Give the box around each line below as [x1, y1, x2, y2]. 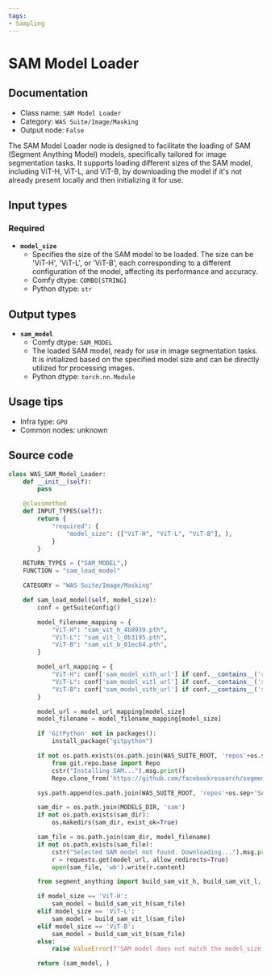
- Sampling [8, 19, 45, 27]
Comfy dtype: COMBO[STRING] [31, 276, 127, 285]
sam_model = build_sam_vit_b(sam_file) [51, 930, 186, 938]
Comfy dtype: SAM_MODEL [31, 337, 113, 347]
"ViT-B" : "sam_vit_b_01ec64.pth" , [51, 640, 168, 649]
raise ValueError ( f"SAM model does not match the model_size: [51, 945, 265, 953]
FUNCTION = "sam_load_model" [23, 567, 121, 575]
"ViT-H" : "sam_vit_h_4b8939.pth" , [51, 626, 168, 634]
